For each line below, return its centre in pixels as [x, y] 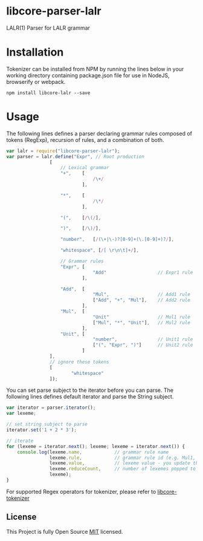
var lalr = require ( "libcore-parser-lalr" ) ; [63, 151]
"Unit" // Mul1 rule [141, 317]
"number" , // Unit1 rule [143, 339]
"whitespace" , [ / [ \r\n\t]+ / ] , [99, 251]
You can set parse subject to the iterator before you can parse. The [90, 390]
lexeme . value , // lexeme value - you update [120, 463]
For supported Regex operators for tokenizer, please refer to [81, 491]
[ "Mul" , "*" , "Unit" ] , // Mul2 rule [141, 322]
